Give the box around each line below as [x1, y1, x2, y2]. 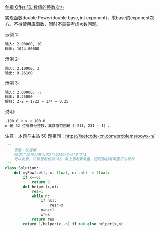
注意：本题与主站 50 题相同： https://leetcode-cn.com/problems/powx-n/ [5, 133, 155, 139]
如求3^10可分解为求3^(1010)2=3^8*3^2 [14, 152, 87, 157]
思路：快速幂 [14, 147, 36, 153]
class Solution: [5, 166, 39, 171]
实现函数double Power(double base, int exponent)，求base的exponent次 [5, 15, 154, 21]
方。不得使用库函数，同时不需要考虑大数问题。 [5, 21, 101, 27]
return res [31, 217, 55, 222]
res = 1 [31, 189, 43, 194]
